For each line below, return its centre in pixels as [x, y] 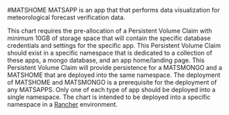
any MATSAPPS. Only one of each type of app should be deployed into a [111, 90]
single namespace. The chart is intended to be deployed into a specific [109, 97]
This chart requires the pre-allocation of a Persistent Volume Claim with [110, 31]
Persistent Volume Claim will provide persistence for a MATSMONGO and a [115, 68]
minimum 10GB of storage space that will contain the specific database [109, 38]
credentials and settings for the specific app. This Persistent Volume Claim [114, 45]
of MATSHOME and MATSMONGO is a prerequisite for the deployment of [112, 82]
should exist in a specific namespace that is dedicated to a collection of [110, 53]
